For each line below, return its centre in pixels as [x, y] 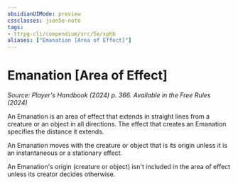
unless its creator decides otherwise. [61, 174]
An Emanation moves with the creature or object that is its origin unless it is [118, 146]
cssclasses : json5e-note [44, 21]
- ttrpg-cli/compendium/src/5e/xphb [61, 34]
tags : [15, 27]
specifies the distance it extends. [56, 131]
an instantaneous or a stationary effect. [65, 153]
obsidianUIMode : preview [44, 14]
